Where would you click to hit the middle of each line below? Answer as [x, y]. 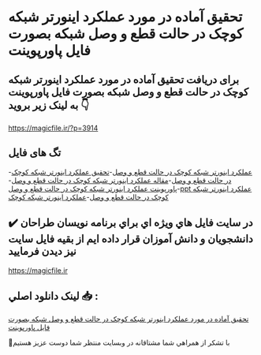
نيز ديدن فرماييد [42, 251]
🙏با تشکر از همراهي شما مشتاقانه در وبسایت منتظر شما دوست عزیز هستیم [119, 342]
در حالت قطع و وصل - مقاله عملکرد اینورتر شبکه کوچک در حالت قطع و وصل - [120, 180]
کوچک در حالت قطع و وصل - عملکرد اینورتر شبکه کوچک [89, 196]
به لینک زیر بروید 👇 [48, 105]
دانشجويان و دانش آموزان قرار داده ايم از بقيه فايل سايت [131, 239]
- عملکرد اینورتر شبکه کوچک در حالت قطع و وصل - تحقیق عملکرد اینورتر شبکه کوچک [130, 172]
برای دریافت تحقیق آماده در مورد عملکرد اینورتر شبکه [124, 79]
